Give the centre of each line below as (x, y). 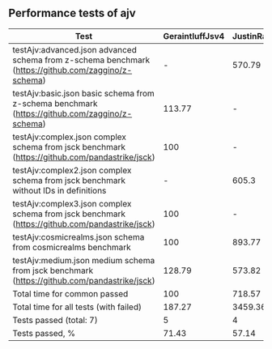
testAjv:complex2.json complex (72, 170)
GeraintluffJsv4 (194, 36)
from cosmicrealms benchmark (72, 247)
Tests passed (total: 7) (55, 320)
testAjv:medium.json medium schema (84, 260)
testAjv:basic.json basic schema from (84, 93)
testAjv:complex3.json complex (72, 203)
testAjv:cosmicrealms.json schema (79, 236)
